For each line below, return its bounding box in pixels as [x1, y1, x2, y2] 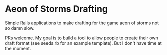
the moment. [5, 45, 31, 51]
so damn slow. [5, 25, 35, 31]
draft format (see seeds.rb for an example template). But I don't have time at [5, 40, 162, 46]
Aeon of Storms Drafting [5, 3, 108, 15]
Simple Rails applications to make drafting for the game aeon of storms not [5, 20, 159, 26]
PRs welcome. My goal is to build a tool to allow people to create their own [5, 35, 158, 41]
